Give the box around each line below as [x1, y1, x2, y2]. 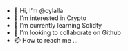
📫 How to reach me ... [13, 37, 78, 44]
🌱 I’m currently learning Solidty [13, 21, 102, 29]
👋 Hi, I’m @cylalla [13, 7, 64, 14]
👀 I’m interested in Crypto [13, 14, 86, 22]
